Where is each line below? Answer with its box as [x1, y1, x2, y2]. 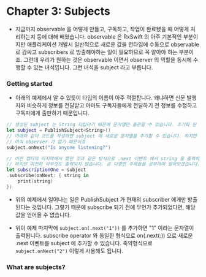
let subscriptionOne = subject [6, 167, 86, 173]
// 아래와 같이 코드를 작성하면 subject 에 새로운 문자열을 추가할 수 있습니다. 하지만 [6, 133, 197, 139]
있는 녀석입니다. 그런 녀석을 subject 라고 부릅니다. [33, 63, 153, 71]
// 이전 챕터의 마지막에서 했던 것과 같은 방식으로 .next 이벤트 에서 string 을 [6, 155, 185, 162]
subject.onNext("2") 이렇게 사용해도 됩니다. [15, 247, 124, 254]
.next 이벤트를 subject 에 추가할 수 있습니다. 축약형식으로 [15, 239, 153, 246]
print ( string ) [17, 178, 53, 184]
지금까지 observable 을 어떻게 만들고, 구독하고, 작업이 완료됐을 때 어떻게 [15, 25, 189, 32]
